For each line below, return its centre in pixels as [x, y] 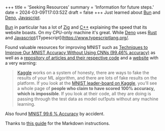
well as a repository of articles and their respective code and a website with [82, 58]
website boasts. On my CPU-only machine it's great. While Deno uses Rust [81, 32]
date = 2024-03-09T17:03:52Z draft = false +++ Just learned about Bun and [83, 12]
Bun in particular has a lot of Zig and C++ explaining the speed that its [76, 27]
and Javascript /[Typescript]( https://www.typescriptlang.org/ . [67, 38]
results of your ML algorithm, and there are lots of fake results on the [87, 78]
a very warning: [21, 63]
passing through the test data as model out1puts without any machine [88, 99]
